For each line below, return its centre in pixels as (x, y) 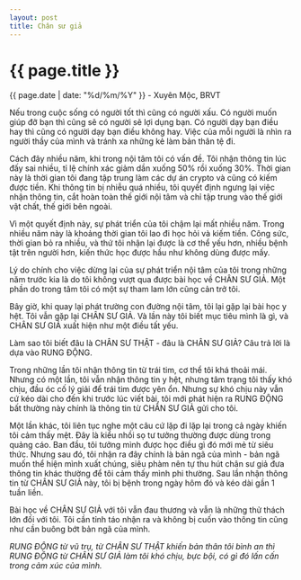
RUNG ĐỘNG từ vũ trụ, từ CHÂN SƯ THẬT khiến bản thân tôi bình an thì (142, 547)
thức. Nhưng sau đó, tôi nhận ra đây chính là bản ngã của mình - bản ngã (145, 454)
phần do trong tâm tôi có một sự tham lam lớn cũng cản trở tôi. (125, 290)
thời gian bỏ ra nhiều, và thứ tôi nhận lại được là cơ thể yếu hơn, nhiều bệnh (149, 243)
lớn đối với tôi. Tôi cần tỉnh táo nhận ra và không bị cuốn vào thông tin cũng (149, 520)
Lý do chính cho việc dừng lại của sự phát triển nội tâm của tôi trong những (148, 270)
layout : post (34, 18)
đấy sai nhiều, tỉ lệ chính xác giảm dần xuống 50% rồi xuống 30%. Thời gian (150, 168)
